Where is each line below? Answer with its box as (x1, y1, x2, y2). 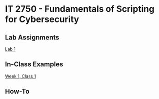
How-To (5, 87, 30, 96)
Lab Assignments (5, 33, 60, 41)
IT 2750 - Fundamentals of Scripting (5, 3, 155, 15)
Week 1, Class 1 (5, 73, 36, 79)
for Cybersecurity (5, 14, 79, 25)
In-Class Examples (5, 60, 63, 69)
